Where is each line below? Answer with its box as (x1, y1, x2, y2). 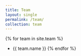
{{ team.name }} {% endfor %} (12, 45, 76, 51)
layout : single (5, 12, 37, 17)
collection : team (5, 21, 42, 27)
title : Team (5, 7, 30, 13)
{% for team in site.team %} (5, 36, 63, 42)
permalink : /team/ (5, 17, 44, 22)
